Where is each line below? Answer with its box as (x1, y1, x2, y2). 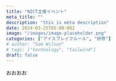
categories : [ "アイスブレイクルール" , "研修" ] (6, 36, 111, 42)
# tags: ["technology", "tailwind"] (6, 47, 96, 53)
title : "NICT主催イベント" (6, 8, 67, 15)
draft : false (6, 52, 38, 58)
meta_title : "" (6, 14, 44, 20)
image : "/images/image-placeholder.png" (6, 31, 107, 36)
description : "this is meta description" (6, 19, 110, 25)
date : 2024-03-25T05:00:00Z (6, 25, 75, 31)
